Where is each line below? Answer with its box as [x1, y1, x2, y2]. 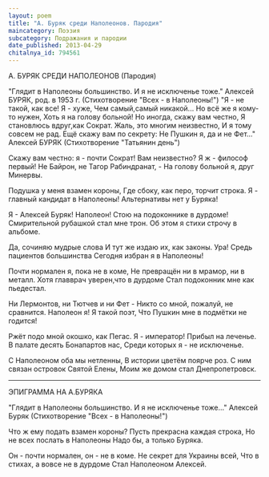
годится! [8, 316, 38, 325]
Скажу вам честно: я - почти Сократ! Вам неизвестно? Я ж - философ [8, 153, 248, 163]
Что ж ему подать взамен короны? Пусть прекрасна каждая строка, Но [8, 426, 255, 436]
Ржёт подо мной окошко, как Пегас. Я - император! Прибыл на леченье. [8, 332, 257, 341]
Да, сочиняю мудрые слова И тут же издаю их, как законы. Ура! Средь [8, 242, 253, 252]
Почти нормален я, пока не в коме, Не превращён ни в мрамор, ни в [8, 266, 245, 276]
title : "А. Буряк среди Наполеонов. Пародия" [8, 19, 163, 27]
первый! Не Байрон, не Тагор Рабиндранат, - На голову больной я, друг [8, 162, 255, 171]
